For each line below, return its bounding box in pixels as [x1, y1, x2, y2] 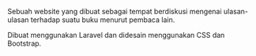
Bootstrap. [7, 39, 42, 48]
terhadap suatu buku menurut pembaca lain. [30, 15, 175, 24]
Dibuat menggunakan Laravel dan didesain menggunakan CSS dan [7, 31, 225, 39]
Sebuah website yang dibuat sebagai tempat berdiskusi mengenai [7, 7, 222, 16]
